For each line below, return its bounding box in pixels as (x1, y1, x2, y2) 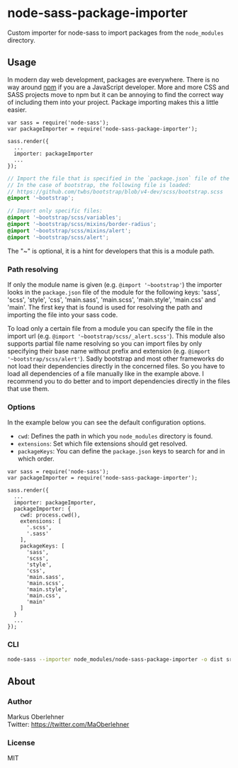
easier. (7, 105, 27, 114)
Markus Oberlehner (7, 713, 64, 721)
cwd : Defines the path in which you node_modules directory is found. (17, 432, 213, 441)
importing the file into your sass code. (7, 310, 118, 319)
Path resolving (7, 264, 59, 274)
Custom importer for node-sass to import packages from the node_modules (7, 28, 225, 37)
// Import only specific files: (7, 208, 103, 215)
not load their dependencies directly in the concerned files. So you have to (7, 361, 225, 370)
